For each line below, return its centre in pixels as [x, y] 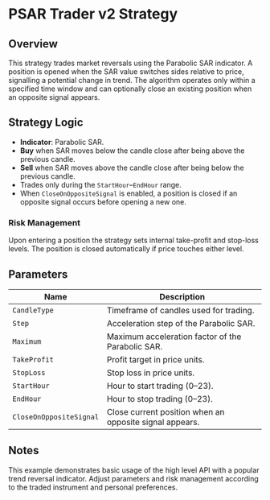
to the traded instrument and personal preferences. [93, 487]
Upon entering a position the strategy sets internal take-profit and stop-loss [133, 240]
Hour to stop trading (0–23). [160, 399]
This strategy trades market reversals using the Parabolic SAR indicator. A [131, 63]
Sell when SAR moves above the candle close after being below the [132, 167]
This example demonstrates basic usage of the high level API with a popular [134, 470]
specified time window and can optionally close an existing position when [130, 89]
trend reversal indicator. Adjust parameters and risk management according [133, 478]
